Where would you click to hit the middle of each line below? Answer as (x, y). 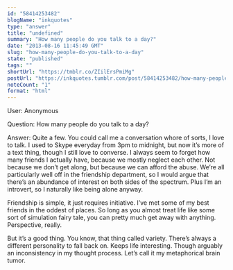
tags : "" (20, 65)
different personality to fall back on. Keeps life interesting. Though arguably (115, 246)
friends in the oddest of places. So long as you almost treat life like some (111, 210)
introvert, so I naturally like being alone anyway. (75, 189)
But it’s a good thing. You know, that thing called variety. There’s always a (112, 238)
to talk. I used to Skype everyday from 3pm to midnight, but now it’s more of (115, 145)
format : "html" (29, 91)
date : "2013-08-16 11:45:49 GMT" (55, 46)
